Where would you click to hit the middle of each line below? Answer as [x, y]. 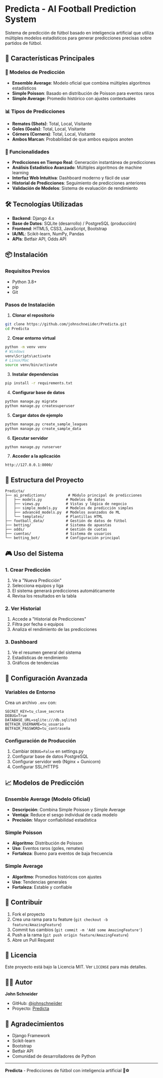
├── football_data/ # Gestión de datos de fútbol [66, 521]
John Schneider [21, 994]
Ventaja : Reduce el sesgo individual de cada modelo [65, 815]
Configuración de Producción [41, 741]
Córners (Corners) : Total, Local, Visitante [54, 134]
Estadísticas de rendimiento [40, 658]
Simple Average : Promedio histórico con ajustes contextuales [74, 98]
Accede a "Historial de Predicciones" [49, 619]
